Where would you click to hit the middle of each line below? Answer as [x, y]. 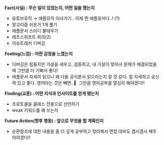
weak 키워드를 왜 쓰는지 [35, 110]
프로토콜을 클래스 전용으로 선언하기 [45, 104]
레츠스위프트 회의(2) [31, 37]
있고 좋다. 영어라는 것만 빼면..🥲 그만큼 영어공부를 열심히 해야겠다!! [81, 83]
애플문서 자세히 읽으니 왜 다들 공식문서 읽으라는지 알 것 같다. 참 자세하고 [81, 77]
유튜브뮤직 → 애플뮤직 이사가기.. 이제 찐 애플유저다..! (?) [66, 18]
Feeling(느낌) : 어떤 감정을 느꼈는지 [39, 54]
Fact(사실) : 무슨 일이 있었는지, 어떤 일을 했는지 [50, 8]
